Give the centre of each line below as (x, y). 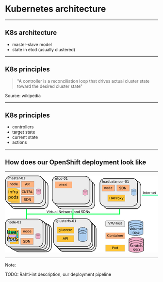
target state (24, 132)
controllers (23, 127)
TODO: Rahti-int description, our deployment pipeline (58, 274)
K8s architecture (31, 33)
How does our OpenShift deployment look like (76, 162)
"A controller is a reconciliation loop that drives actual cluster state (83, 81)
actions (19, 142)
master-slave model (32, 44)
